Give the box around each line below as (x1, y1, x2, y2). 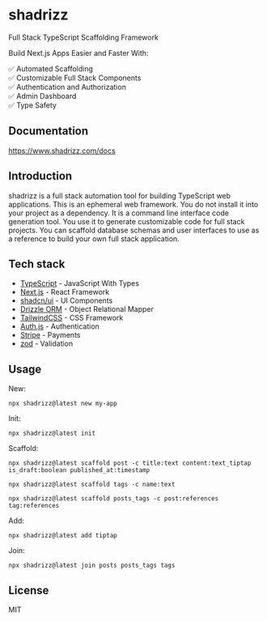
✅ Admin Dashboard (8, 91, 77, 100)
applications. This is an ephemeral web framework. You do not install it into (8, 199, 259, 209)
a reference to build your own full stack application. (8, 233, 180, 244)
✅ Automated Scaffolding (8, 63, 93, 74)
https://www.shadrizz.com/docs (8, 146, 116, 155)
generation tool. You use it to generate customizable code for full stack (8, 216, 245, 226)
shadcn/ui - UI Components (19, 296, 113, 305)
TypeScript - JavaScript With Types (19, 279, 140, 288)
